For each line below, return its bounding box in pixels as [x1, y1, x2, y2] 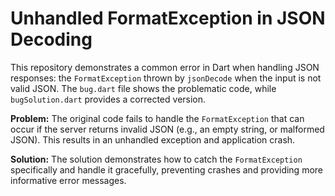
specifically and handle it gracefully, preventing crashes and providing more [10, 163, 324, 176]
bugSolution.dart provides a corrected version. [10, 93, 207, 105]
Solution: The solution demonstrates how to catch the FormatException [10, 153, 303, 165]
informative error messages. [10, 174, 127, 186]
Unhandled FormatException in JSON [10, 7, 326, 30]
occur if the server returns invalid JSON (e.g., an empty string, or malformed [10, 123, 325, 135]
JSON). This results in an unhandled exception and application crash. [10, 133, 296, 146]
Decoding [10, 28, 93, 51]
